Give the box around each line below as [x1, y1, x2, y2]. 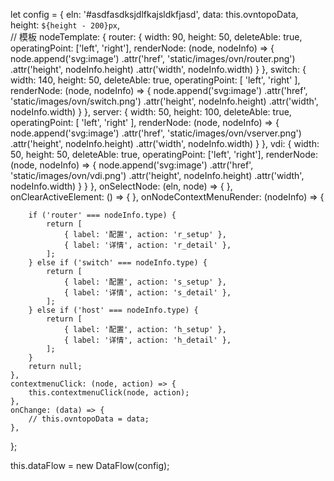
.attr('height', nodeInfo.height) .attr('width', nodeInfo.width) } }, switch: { [10, 64, 307, 75]
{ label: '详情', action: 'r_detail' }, [63, 240, 232, 250]
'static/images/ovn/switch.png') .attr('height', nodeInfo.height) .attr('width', [10, 95, 319, 107]
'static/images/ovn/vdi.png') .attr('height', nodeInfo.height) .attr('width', [10, 170, 305, 181]
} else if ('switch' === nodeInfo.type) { [28, 258, 208, 268]
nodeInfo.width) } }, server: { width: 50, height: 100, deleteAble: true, [10, 106, 292, 118]
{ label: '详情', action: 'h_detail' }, [63, 335, 232, 345]
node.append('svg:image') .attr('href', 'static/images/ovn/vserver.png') [10, 127, 302, 139]
